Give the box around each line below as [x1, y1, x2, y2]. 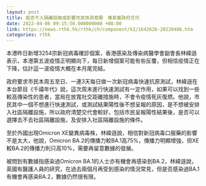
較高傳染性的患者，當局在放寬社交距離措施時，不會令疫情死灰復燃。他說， [6, 93, 194, 101]
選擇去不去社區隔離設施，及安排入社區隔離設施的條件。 [6, 116, 146, 123]
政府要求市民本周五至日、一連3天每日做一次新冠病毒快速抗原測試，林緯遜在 [6, 78, 198, 85]
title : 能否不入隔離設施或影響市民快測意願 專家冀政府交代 [6, 15, 140, 21]
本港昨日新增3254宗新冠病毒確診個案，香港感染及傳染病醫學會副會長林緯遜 [6, 50, 197, 57]
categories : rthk [6, 32, 51, 38]
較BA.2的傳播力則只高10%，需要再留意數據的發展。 [6, 145, 137, 152]
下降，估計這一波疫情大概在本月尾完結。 [6, 65, 109, 72]
